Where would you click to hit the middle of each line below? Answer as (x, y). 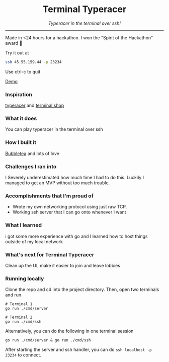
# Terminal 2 (19, 317)
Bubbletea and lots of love (32, 153)
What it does (21, 118)
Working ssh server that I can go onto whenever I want (69, 212)
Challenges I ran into (31, 166)
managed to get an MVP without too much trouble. (58, 183)
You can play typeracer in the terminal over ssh (54, 129)
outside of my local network (34, 241)
